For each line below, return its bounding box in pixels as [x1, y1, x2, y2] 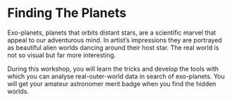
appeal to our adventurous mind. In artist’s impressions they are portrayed [7, 35, 222, 44]
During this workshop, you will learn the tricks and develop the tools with [7, 64, 219, 73]
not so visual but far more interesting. [7, 51, 116, 59]
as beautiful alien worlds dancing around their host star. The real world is [7, 43, 219, 52]
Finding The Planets [7, 5, 127, 21]
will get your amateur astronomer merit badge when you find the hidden [7, 79, 216, 88]
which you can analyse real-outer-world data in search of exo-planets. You [7, 72, 225, 81]
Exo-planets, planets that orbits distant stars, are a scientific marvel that [7, 28, 216, 37]
